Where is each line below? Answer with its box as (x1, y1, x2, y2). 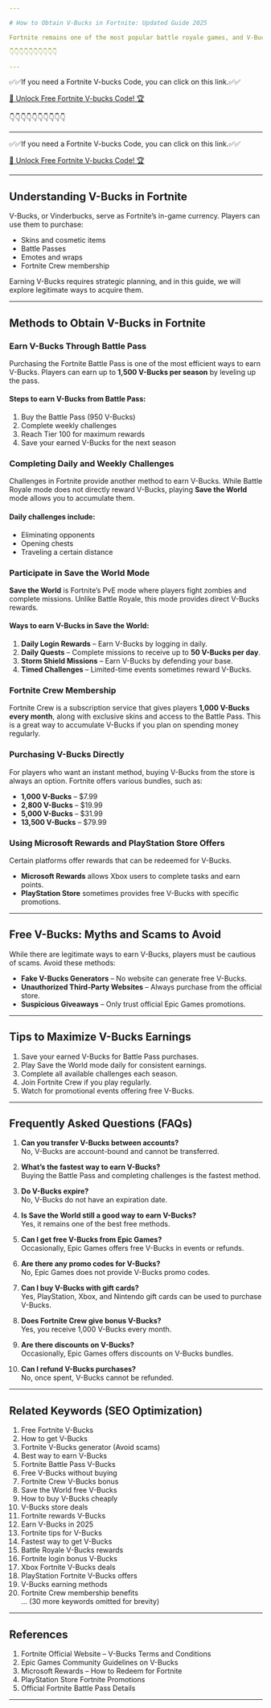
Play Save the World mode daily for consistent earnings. (20, 1060, 207, 1069)
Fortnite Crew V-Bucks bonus (20, 1477, 119, 1486)
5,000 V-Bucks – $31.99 (20, 808, 103, 819)
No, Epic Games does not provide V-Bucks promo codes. (20, 1268, 211, 1277)
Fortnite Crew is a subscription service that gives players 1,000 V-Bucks (9, 703, 250, 713)
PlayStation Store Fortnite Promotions (20, 1675, 146, 1685)
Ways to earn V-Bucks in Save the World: (9, 621, 150, 631)
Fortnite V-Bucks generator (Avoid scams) (20, 1443, 161, 1452)
